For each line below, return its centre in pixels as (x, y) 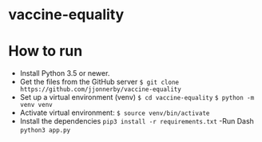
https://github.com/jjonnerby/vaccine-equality (100, 89)
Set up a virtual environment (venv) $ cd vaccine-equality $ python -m (137, 97)
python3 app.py (45, 130)
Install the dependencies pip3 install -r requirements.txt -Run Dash (137, 121)
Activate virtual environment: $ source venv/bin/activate (115, 112)
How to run (46, 51)
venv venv (36, 105)
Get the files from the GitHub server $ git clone (99, 82)
